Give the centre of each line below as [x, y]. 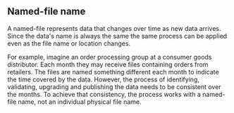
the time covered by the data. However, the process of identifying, [103, 79]
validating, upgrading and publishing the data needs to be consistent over [114, 86]
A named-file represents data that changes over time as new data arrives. [114, 28]
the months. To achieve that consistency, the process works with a [104, 94]
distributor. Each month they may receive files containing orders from [108, 64]
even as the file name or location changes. [69, 43]
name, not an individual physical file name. [80, 102]
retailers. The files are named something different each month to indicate [113, 72]
